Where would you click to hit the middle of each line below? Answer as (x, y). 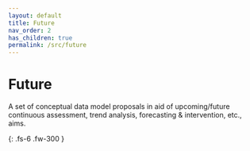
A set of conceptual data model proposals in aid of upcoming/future (119, 106)
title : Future (32, 23)
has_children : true (40, 38)
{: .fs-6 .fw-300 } (37, 139)
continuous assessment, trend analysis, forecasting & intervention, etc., (125, 115)
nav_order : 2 (30, 30)
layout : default (35, 15)
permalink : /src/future (48, 45)
